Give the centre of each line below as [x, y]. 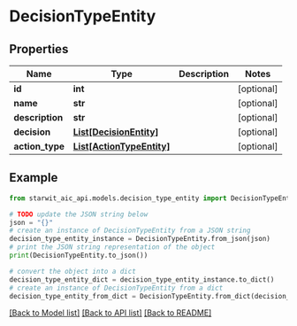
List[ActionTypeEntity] [122, 146]
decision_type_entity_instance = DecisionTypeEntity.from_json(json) [140, 239]
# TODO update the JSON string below [79, 214]
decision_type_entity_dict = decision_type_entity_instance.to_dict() [142, 279]
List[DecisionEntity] [116, 132]
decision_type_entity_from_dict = [73, 296]
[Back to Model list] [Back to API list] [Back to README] [110, 313]
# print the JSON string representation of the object [112, 247]
